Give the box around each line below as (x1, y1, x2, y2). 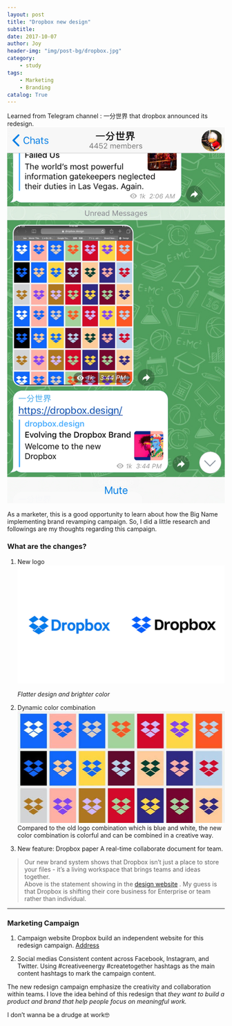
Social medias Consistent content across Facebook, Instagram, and (17, 955, 209, 963)
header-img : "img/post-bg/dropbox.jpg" (7, 48, 122, 55)
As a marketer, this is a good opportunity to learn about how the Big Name (7, 510, 218, 518)
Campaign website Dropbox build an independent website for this (17, 934, 204, 942)
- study (19, 62, 41, 69)
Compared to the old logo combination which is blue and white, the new (17, 824, 222, 832)
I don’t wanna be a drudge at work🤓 (7, 1011, 110, 1019)
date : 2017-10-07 (7, 33, 57, 40)
